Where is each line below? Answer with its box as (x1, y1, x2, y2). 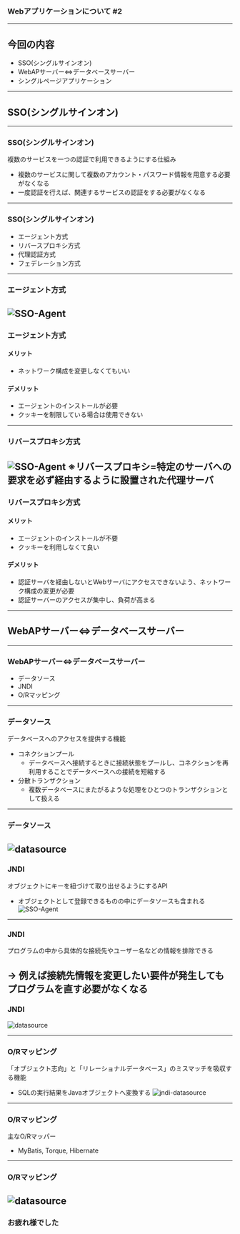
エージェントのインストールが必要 (17, 401, 119, 410)
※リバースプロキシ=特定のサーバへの (67, 461, 232, 473)
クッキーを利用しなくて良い (17, 543, 100, 551)
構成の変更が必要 (24, 586, 75, 595)
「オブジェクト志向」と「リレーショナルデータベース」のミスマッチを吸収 (7, 1064, 226, 1073)
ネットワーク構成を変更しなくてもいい (17, 366, 131, 375)
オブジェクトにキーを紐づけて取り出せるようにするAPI (7, 881, 168, 890)
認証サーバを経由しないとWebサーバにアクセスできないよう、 (17, 577, 200, 586)
